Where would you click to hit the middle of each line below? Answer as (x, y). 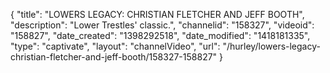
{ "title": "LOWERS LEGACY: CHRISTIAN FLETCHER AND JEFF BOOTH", (157, 14)
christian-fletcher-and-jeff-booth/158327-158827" (114, 57)
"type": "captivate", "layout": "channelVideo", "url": (115, 46)
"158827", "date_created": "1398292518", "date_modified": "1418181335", (160, 35)
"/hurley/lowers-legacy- (271, 46)
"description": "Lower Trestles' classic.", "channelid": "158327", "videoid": (162, 25)
